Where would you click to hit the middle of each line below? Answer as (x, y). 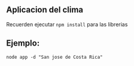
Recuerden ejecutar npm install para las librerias (67, 24)
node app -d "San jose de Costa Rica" (54, 57)
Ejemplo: (23, 43)
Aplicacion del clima (45, 10)
